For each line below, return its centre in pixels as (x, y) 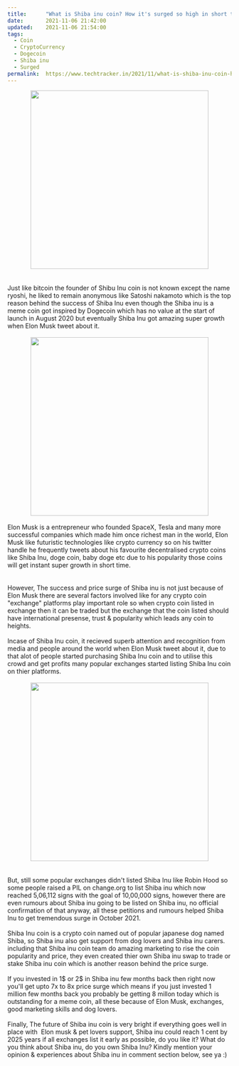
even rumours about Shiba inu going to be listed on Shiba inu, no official (113, 902)
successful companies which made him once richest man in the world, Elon (118, 534)
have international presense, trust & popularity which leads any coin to (111, 618)
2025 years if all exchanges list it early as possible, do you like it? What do (116, 1039)
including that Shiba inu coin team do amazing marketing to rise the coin (113, 948)
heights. (19, 625)
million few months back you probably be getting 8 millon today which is (113, 994)
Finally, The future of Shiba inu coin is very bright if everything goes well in (117, 1024)
